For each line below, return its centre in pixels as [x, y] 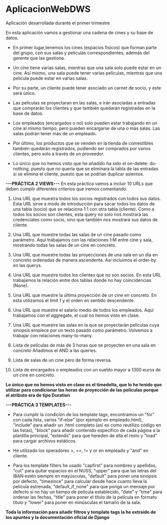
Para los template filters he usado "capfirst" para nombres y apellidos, [85, 465]
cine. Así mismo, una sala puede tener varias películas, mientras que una [87, 73]
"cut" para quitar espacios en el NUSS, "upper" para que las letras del [84, 470]
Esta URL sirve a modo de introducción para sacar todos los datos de [84, 204]
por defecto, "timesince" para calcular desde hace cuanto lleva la [80, 481]
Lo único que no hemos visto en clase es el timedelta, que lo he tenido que [84, 384]
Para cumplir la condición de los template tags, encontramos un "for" [83, 414]
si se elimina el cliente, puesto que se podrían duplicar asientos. [78, 174]
